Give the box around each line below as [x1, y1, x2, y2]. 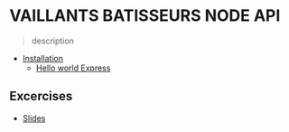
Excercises [9, 89, 73, 104]
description [31, 35, 74, 46]
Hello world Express [35, 62, 111, 73]
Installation [22, 52, 64, 63]
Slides [22, 112, 46, 123]
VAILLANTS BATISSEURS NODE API [9, 5, 281, 26]
